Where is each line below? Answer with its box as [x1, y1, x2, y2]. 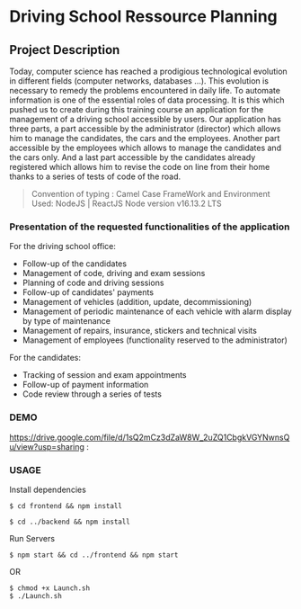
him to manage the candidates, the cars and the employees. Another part [9, 133, 280, 143]
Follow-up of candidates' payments [22, 287, 155, 298]
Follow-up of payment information [22, 380, 149, 390]
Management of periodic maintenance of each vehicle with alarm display [22, 306, 292, 317]
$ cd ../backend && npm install [9, 517, 130, 526]
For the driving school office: [9, 241, 117, 252]
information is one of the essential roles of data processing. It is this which [9, 94, 285, 105]
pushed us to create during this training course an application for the [9, 104, 264, 114]
